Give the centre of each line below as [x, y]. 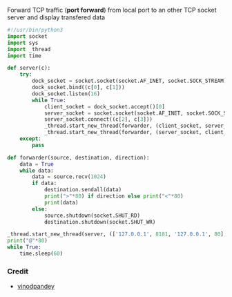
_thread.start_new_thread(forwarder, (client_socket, [123, 126]
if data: [45, 183]
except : [30, 139]
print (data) [61, 202]
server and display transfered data [56, 17]
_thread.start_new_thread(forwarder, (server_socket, [123, 133]
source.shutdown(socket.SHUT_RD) [92, 215]
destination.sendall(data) [83, 190]
